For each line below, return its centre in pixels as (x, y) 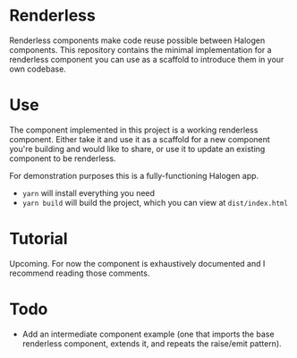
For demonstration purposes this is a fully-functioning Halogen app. (134, 175)
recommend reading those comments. (80, 273)
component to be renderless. (63, 158)
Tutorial (39, 239)
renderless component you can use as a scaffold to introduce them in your (147, 59)
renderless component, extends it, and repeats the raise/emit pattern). (152, 343)
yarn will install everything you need (88, 192)
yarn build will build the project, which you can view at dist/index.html (155, 202)
